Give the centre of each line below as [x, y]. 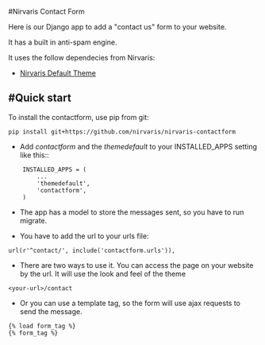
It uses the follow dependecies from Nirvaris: [82, 58]
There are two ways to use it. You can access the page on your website [136, 265]
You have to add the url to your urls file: [84, 236]
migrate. [33, 220]
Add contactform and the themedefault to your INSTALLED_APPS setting [138, 146]
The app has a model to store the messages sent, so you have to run [132, 212]
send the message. [51, 311]
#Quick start [40, 98]
